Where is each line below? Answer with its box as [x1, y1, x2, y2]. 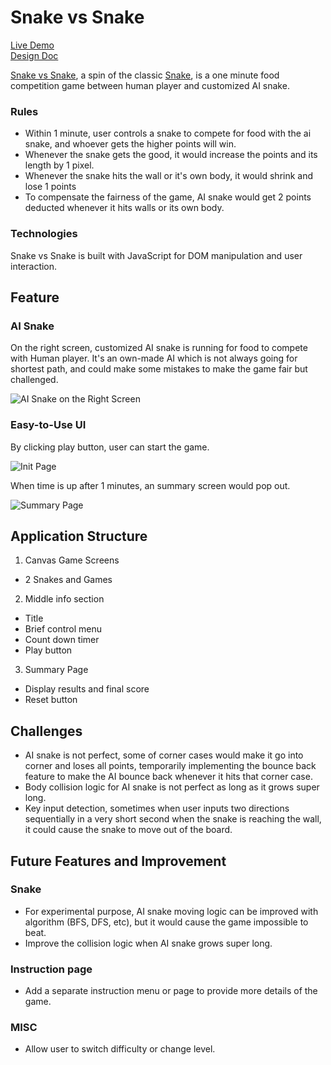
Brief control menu [24, 623, 103, 635]
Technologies [10, 227, 78, 241]
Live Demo [10, 39, 55, 51]
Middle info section [24, 593, 105, 605]
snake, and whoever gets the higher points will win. [24, 138, 237, 150]
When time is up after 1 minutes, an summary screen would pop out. [10, 479, 291, 491]
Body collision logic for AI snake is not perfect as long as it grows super [24, 781, 320, 793]
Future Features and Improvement [10, 852, 227, 870]
